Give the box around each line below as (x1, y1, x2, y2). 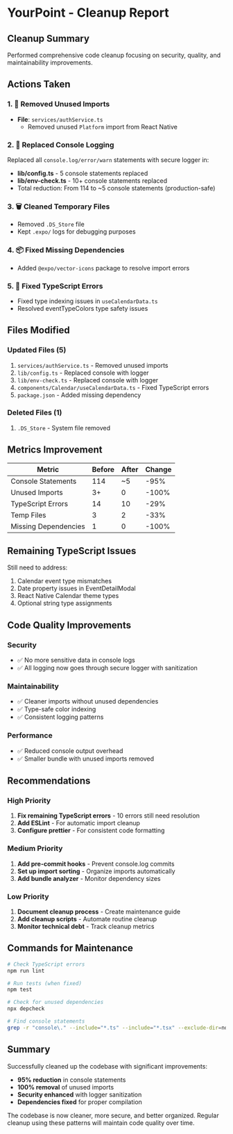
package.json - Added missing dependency (17, 391, 141, 399)
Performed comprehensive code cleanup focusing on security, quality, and (7, 51, 221, 59)
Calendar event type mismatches (17, 577, 112, 585)
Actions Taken (7, 79, 71, 90)
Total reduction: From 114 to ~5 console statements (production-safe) (17, 184, 216, 192)
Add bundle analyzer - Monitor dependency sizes (17, 874, 161, 882)
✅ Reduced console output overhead (17, 746, 123, 755)
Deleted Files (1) (7, 408, 62, 418)
